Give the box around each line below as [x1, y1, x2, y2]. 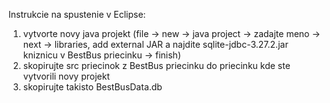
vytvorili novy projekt [22, 70, 110, 82]
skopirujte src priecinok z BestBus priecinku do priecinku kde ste [22, 60, 291, 71]
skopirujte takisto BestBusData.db [22, 81, 163, 93]
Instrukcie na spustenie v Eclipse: [8, 9, 146, 20]
